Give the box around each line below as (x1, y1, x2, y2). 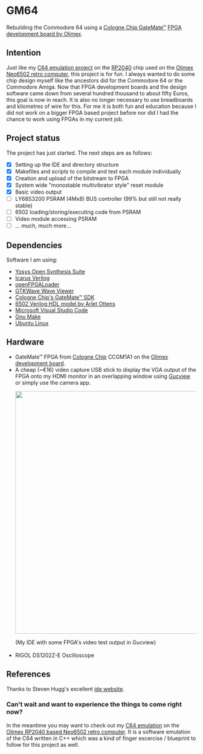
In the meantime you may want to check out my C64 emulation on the (6, 721, 179, 729)
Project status (6, 133, 60, 143)
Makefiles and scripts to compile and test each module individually (14, 167, 181, 175)
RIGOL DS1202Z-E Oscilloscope (14, 651, 95, 659)
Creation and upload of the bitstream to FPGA (14, 174, 129, 182)
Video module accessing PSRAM (14, 215, 97, 222)
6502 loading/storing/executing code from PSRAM (14, 208, 141, 215)
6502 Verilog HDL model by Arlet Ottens (14, 300, 116, 307)
